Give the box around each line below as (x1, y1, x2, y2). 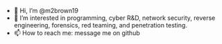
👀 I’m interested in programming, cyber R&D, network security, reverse (13, 14, 216, 22)
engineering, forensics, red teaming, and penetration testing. (13, 21, 187, 29)
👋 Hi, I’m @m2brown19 (13, 7, 78, 14)
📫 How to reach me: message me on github (13, 29, 140, 37)
